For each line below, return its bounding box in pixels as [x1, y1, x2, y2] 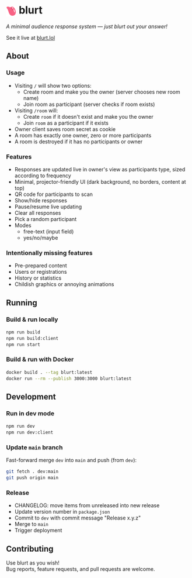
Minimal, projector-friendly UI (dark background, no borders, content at [14, 178, 186, 185]
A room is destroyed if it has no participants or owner [14, 138, 143, 145]
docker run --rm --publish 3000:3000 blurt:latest [6, 376, 132, 381]
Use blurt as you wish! [6, 559, 60, 566]
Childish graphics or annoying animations [14, 281, 114, 288]
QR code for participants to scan [14, 191, 93, 198]
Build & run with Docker [6, 355, 74, 363]
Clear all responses [14, 209, 61, 216]
